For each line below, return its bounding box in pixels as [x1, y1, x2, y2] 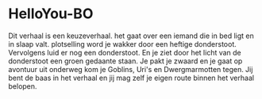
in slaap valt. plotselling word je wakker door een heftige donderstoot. [8, 39, 237, 48]
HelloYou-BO [8, 5, 94, 23]
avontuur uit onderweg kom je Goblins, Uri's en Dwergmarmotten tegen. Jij [8, 64, 253, 74]
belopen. [8, 81, 37, 91]
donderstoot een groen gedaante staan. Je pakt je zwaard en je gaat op [8, 56, 243, 66]
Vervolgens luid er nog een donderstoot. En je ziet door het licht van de [8, 48, 242, 57]
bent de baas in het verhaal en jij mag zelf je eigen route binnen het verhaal [8, 73, 255, 82]
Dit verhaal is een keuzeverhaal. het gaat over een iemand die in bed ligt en [8, 31, 254, 40]
